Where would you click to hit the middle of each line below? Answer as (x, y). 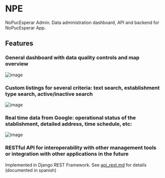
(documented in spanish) (31, 170)
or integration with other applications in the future (67, 154)
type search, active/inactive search (49, 94)
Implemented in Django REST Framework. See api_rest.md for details (76, 165)
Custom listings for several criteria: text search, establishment (82, 88)
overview (17, 64)
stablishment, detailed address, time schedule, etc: (69, 124)
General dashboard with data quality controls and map (72, 58)
